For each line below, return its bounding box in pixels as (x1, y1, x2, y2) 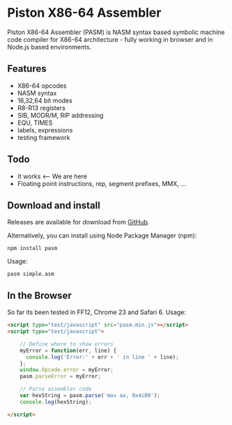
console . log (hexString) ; (20, 399, 92, 405)
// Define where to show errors (20, 340, 114, 348)
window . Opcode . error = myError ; (20, 366, 114, 373)
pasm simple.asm (7, 270, 54, 278)
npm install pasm (7, 245, 58, 252)
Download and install (7, 199, 101, 211)
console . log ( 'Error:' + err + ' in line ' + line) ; (25, 353, 179, 360)
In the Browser (7, 289, 72, 301)
